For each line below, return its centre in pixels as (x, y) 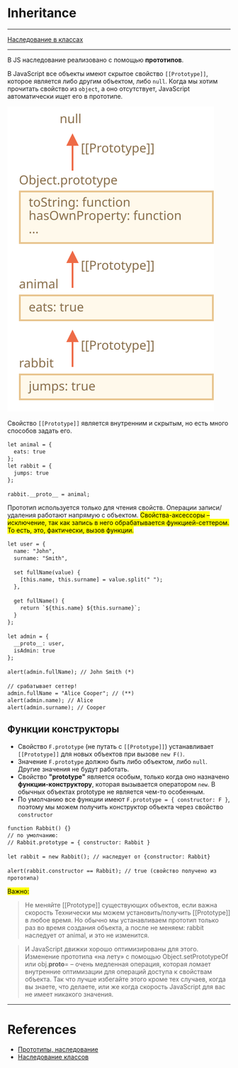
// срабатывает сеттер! (42, 686)
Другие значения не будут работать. (73, 769)
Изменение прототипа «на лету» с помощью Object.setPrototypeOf (126, 956)
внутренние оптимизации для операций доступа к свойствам (118, 971)
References (42, 1029)
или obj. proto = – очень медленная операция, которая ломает (118, 964)
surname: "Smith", (41, 558)
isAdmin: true (34, 651)
